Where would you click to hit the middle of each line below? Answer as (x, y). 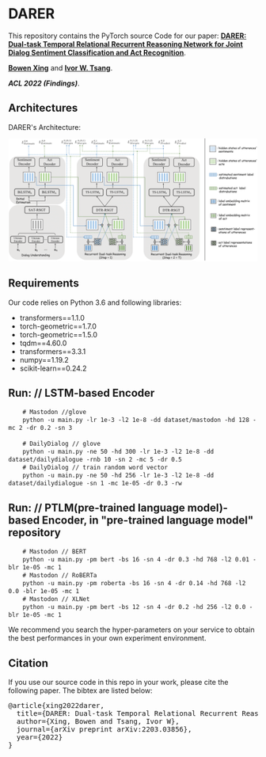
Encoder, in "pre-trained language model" (148, 520)
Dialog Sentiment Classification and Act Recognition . (97, 52)
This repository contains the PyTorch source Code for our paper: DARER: (127, 36)
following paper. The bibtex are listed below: (80, 690)
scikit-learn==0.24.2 (53, 368)
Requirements (44, 283)
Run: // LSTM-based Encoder (82, 393)
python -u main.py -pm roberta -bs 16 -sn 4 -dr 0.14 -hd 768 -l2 (134, 584)
